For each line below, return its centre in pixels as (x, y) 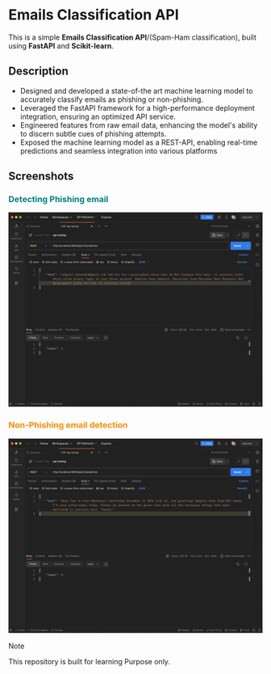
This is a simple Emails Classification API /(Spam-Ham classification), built (132, 37)
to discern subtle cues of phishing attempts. (93, 133)
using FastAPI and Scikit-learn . (61, 45)
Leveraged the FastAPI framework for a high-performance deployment (138, 107)
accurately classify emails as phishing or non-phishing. (112, 99)
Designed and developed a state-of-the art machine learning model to (136, 91)
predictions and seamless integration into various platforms (119, 150)
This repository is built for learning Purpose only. (90, 661)
